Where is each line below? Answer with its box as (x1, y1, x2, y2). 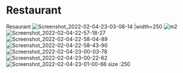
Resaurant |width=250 (6, 23, 162, 30)
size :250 (108, 60, 131, 68)
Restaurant (6, 4, 62, 17)
